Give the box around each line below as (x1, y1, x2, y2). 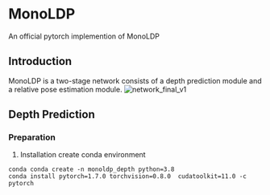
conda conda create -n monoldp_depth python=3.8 (8, 165, 175, 173)
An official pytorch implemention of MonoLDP (8, 31, 160, 41)
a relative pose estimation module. (8, 84, 123, 94)
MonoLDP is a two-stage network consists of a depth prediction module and (8, 75, 262, 85)
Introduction (8, 55, 73, 68)
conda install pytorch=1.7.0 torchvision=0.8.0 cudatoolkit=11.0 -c (8, 173, 247, 181)
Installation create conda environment (19, 150, 147, 160)
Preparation (8, 132, 56, 143)
